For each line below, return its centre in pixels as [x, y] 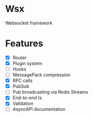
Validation [23, 104]
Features [24, 43]
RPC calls [22, 81]
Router [19, 57]
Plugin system [27, 63]
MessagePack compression [41, 75]
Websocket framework [29, 23]
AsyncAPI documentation [39, 109]
